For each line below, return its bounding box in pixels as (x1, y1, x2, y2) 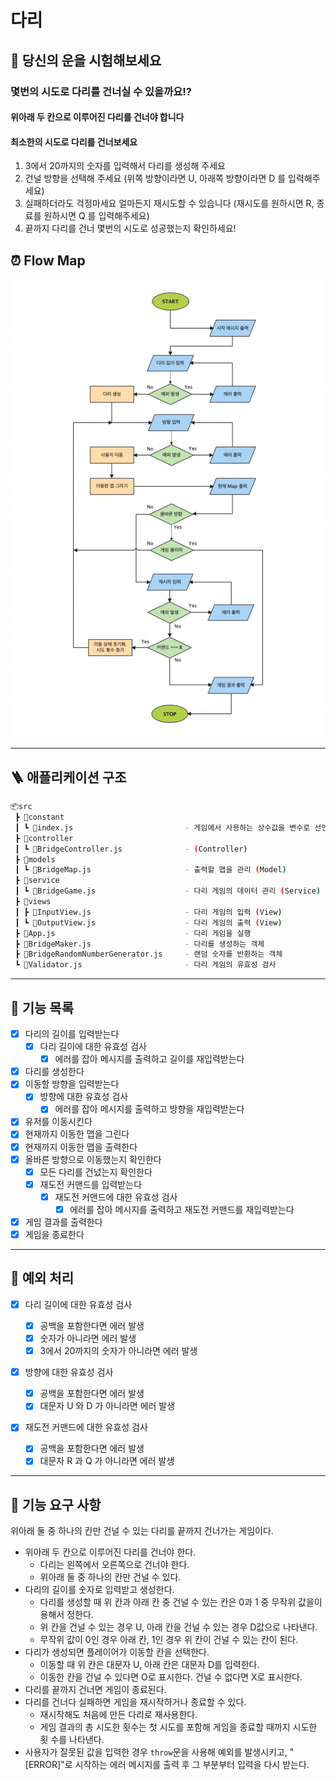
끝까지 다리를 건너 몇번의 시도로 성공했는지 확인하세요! (24, 222, 237, 235)
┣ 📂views (14, 897, 52, 907)
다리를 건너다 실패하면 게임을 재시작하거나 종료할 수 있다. (24, 1696, 247, 1708)
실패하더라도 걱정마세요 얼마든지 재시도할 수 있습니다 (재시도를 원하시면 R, (24, 197, 315, 210)
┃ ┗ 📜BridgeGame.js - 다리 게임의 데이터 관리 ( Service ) (14, 886, 322, 896)
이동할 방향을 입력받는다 (24, 1078, 120, 1090)
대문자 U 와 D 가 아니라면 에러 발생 (39, 1400, 176, 1412)
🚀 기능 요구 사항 (10, 1496, 102, 1513)
